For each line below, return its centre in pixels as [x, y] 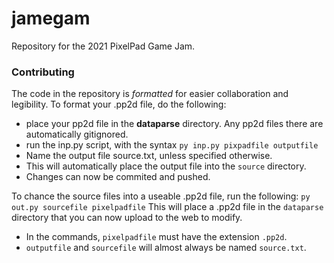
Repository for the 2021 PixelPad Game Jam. [103, 46]
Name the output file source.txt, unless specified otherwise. [149, 156]
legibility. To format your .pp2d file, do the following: [119, 104]
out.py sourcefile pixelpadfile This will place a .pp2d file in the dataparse [167, 207]
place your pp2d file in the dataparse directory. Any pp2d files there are [174, 124]
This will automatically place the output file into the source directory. [166, 166]
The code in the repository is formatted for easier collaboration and [150, 94]
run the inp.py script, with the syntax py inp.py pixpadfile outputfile [172, 145]
